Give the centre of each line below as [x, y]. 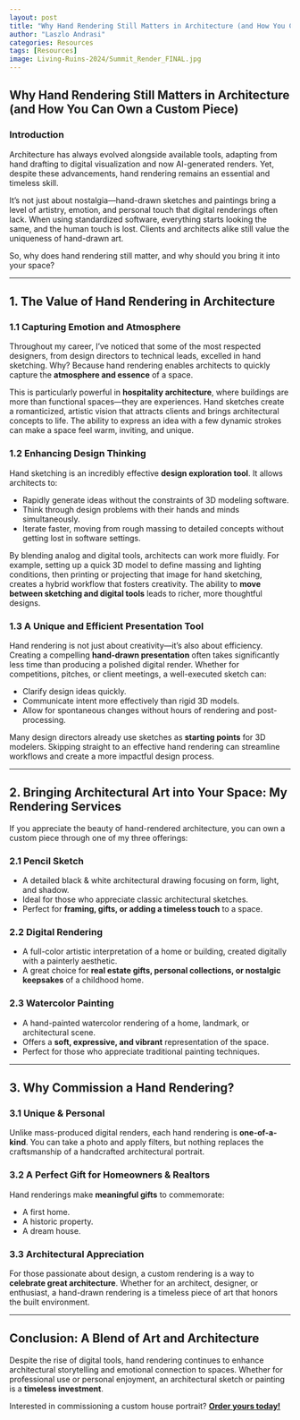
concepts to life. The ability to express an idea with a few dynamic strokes [146, 421]
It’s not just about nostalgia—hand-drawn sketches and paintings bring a [143, 200]
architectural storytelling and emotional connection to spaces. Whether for [146, 1369]
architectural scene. [59, 1032]
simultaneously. [51, 519]
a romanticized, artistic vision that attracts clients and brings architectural [144, 412]
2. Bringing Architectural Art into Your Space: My [148, 793]
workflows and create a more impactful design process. [112, 756]
